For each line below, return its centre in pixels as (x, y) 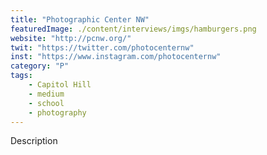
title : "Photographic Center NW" (80, 19)
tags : (21, 76)
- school (46, 103)
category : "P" (40, 66)
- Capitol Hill (60, 85)
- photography (57, 112)
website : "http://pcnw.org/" (71, 38)
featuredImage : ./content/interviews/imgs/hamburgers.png (133, 29)
